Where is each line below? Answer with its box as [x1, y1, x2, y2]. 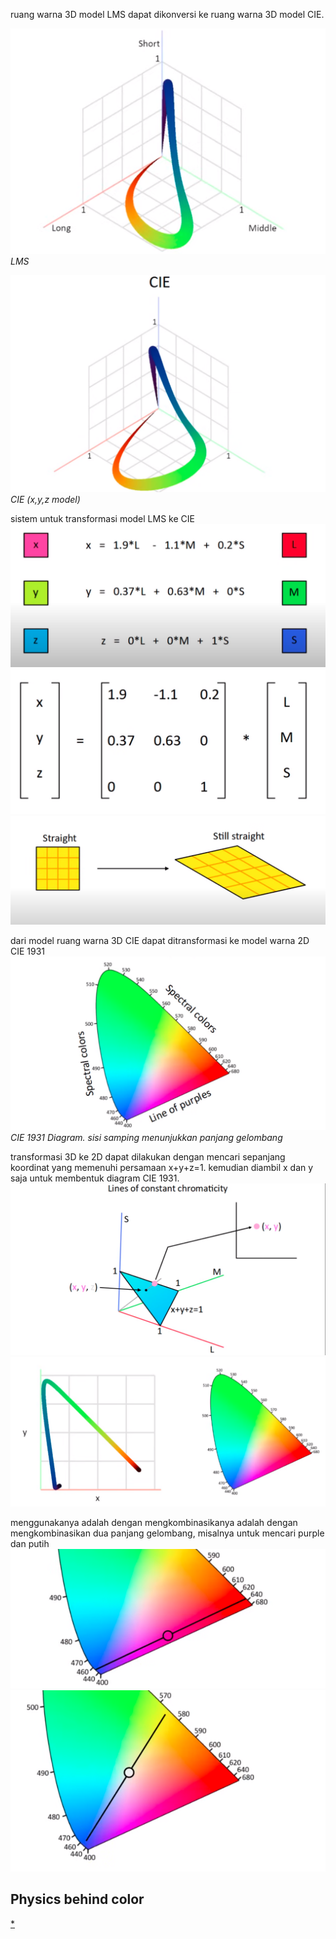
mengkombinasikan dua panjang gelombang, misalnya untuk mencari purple [10, 1527, 325, 1539]
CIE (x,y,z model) [10, 494, 81, 506]
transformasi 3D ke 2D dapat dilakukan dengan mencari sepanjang [10, 1151, 286, 1163]
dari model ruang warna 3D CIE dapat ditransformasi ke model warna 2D [10, 934, 310, 946]
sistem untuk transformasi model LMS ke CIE [10, 513, 195, 525]
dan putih [10, 1537, 50, 1549]
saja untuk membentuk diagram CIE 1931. [10, 1172, 180, 1184]
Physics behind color [10, 1891, 145, 1908]
